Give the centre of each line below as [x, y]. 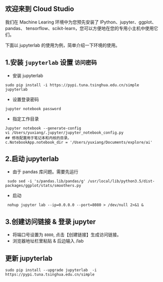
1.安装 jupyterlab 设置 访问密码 [51, 62]
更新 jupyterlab [29, 258]
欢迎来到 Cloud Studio [40, 9]
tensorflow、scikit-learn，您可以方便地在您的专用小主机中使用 [90, 28]
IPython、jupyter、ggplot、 [128, 22]
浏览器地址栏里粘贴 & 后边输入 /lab [48, 241]
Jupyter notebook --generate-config [43, 128]
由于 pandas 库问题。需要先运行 [45, 172]
